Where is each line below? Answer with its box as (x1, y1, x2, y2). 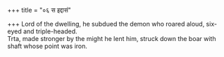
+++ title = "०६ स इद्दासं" (7, 6, 72, 14)
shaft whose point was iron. (7, 42, 88, 50)
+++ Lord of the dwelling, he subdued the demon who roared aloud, (7, 20, 205, 28)
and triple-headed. (23, 27, 77, 35)
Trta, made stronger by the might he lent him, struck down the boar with (7, 35, 216, 42)
